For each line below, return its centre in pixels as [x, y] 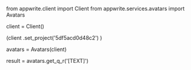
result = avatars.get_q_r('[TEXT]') [47, 61]
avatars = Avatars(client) [37, 49]
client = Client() [25, 26]
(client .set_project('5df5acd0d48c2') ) [54, 38]
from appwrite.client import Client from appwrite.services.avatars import [95, 9]
